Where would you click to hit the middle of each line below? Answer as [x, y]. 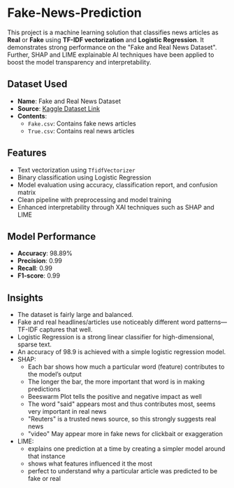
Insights [25, 298]
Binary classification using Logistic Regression [84, 177]
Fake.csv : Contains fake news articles [82, 123]
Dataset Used [37, 84]
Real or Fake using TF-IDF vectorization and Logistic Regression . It [106, 39]
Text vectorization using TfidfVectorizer [76, 170]
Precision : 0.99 [40, 261]
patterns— [212, 322]
